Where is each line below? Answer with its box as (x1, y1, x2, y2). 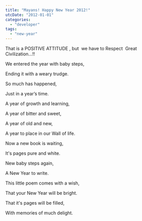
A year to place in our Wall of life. (5, 130, 75, 136)
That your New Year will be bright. (5, 190, 77, 196)
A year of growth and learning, (5, 101, 70, 107)
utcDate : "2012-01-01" (5, 12, 54, 17)
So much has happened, (5, 81, 57, 87)
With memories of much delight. (5, 210, 73, 216)
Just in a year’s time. (5, 91, 49, 96)
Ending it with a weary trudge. (5, 71, 69, 77)
